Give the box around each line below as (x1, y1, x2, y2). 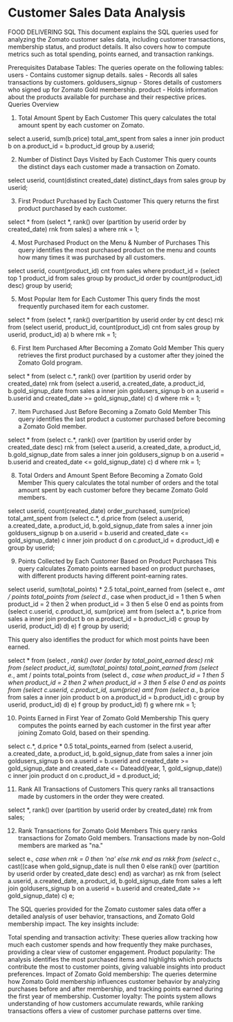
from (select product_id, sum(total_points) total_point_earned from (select (8, 664, 218, 672)
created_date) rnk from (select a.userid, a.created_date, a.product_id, (8, 379, 206, 388)
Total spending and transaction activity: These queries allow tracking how (8, 933, 218, 941)
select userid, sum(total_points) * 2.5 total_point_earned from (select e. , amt (8, 584, 225, 594)
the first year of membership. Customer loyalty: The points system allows (8, 991, 217, 1000)
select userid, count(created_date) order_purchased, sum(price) (8, 506, 191, 514)
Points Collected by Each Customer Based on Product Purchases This (17, 557, 217, 565)
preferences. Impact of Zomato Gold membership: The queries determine (8, 969, 217, 978)
